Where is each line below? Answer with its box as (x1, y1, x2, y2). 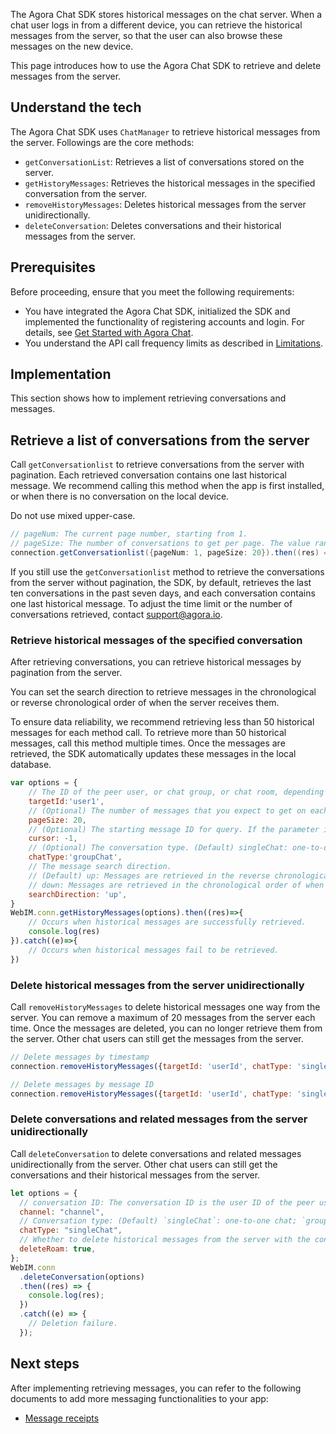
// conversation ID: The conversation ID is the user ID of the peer (19, 1197, 315, 1208)
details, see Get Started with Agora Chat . (24, 326, 194, 338)
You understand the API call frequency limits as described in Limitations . (24, 337, 323, 349)
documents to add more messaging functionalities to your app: (10, 1392, 269, 1404)
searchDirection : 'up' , (28, 889, 128, 899)
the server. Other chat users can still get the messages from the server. (10, 1032, 304, 1044)
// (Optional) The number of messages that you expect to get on (28, 805, 307, 816)
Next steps (10, 1355, 80, 1373)
